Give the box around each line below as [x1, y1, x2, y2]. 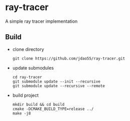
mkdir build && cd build [12, 102, 65, 107]
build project [12, 92, 39, 98]
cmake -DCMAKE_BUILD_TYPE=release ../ [12, 106, 94, 111]
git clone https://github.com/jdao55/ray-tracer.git [12, 56, 125, 61]
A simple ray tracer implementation [5, 18, 78, 24]
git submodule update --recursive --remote [12, 83, 105, 88]
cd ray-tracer [12, 75, 42, 80]
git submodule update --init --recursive [12, 79, 100, 84]
